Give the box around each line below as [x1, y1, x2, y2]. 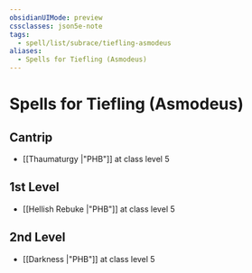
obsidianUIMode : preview [9, 13, 103, 23]
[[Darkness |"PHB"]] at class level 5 [22, 253, 155, 264]
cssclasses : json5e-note [9, 22, 103, 31]
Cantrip [9, 130, 53, 145]
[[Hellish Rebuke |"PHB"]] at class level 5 [22, 204, 176, 214]
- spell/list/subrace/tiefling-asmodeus [17, 38, 172, 48]
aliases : [9, 47, 42, 56]
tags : [9, 30, 30, 39]
